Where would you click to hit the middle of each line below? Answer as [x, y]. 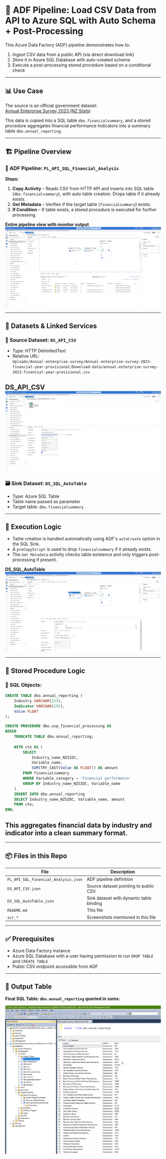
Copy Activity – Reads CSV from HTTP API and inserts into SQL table [83, 189]
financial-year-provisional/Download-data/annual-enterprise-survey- [85, 367]
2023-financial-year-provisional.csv [51, 372]
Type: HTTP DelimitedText [39, 351]
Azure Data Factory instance [41, 950]
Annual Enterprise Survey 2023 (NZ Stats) [48, 110]
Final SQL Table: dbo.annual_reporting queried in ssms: [62, 999]
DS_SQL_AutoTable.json [31, 901]
